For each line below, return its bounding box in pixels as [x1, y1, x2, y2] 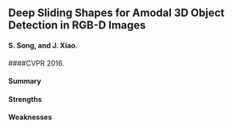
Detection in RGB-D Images [8, 19, 146, 32]
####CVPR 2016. [8, 58, 65, 68]
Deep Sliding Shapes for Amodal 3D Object [8, 6, 225, 20]
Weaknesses [8, 112, 52, 122]
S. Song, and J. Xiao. [8, 40, 78, 50]
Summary [8, 77, 41, 86]
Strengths [8, 94, 42, 104]
